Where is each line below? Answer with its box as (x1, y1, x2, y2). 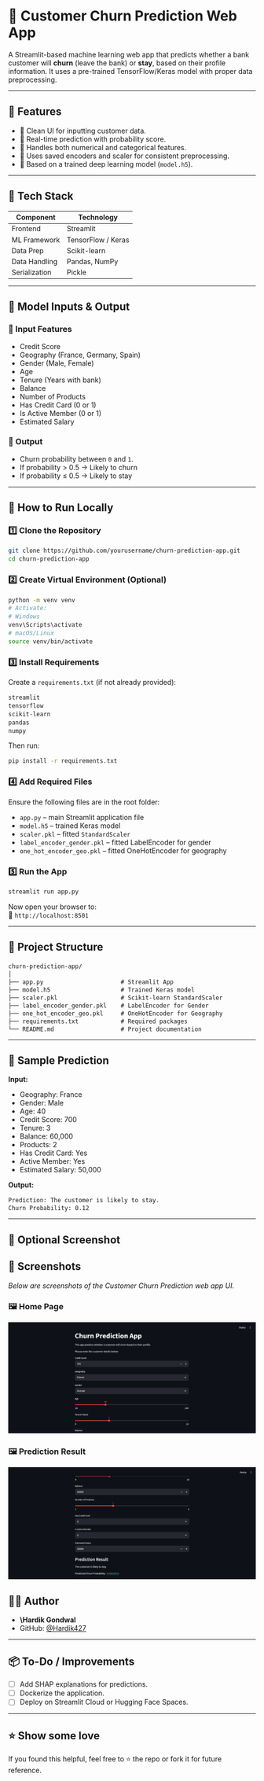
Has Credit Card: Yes (19, 1148, 88, 1158)
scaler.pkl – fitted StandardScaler (19, 829, 131, 838)
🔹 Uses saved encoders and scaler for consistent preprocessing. (19, 151, 230, 160)
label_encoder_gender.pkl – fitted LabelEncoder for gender (19, 837, 212, 847)
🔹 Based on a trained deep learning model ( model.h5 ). (19, 159, 193, 168)
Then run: (8, 741, 40, 750)
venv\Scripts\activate (8, 621, 82, 629)
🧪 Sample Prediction (8, 1054, 110, 1067)
